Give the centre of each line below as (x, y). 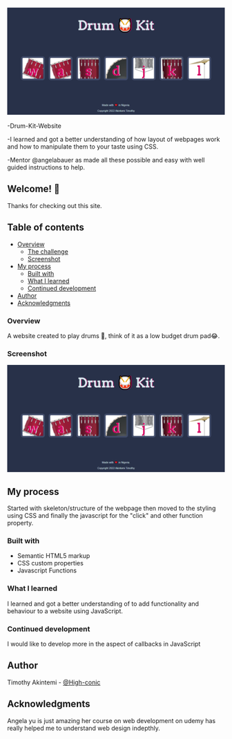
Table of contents (46, 228)
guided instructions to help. (46, 167)
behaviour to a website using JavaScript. (65, 611)
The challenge (48, 251)
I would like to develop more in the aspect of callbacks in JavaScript (104, 644)
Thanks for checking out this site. (55, 205)
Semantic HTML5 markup (54, 556)
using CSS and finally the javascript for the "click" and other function (105, 516)
